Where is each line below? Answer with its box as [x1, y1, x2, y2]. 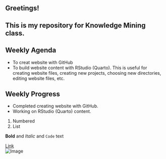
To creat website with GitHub [12, 59, 73, 65]
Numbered [12, 118, 35, 124]
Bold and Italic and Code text [5, 133, 64, 139]
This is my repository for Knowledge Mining [5, 21, 146, 30]
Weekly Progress [5, 90, 61, 98]
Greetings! [5, 4, 39, 13]
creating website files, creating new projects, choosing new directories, [12, 70, 161, 76]
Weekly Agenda [5, 46, 57, 55]
